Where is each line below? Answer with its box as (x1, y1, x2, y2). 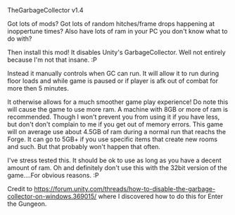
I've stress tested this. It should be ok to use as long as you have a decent (7, 156, 222, 164)
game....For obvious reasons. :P (7, 171, 99, 179)
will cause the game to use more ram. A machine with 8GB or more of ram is (7, 105, 229, 113)
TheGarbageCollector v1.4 (7, 6, 84, 14)
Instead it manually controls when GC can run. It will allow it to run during (7, 70, 220, 77)
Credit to (7, 185, 33, 193)
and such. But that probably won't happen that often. (7, 143, 160, 150)
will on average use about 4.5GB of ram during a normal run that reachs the (7, 128, 227, 136)
